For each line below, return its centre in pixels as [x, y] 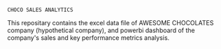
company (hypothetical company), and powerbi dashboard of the [101, 30]
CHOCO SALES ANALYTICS [40, 10]
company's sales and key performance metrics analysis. [88, 38]
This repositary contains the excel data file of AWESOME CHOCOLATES [110, 23]
